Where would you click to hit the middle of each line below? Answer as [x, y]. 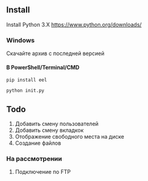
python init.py [25, 91]
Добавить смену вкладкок [49, 130]
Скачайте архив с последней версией [55, 53]
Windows [21, 40]
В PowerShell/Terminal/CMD [43, 67]
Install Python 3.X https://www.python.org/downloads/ [74, 24]
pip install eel [27, 80]
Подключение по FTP [43, 172]
